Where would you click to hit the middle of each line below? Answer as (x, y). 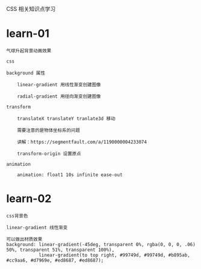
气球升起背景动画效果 (29, 51)
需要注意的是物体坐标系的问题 (49, 130)
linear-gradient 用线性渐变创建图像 (59, 84)
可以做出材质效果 (24, 239)
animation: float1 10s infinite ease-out (70, 175)
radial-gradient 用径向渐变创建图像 (59, 96)
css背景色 (17, 216)
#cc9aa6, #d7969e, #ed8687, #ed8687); (55, 260)
